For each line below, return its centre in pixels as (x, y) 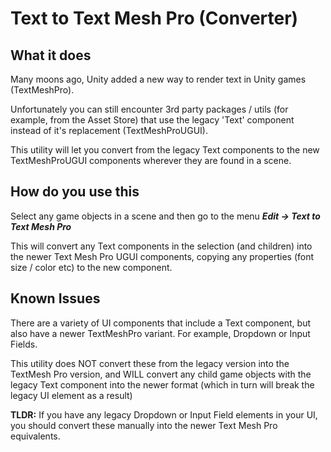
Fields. (24, 344)
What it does (51, 55)
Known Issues (55, 298)
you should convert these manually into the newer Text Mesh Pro (144, 425)
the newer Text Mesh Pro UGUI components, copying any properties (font (162, 256)
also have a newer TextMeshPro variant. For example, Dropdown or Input (160, 333)
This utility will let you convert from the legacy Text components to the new (165, 150)
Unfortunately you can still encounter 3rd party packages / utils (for (149, 109)
